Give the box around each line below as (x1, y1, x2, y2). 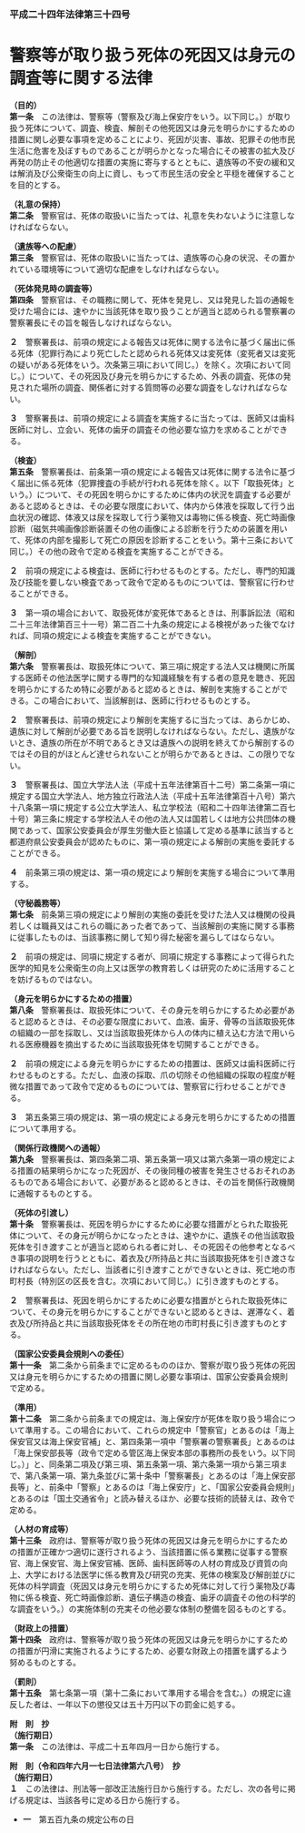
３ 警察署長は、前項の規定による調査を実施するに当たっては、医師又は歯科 (9, 412, 295, 423)
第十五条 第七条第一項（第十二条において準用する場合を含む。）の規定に (9, 1687, 284, 1698)
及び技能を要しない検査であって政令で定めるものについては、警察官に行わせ (9, 576, 295, 587)
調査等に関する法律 (9, 68, 153, 88)
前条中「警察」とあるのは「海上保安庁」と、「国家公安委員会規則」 (48, 1482, 295, 1492)
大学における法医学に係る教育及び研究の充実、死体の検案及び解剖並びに (25, 1569, 296, 1580)
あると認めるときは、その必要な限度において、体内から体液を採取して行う (9, 500, 288, 511)
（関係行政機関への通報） (9, 1142, 105, 1153)
